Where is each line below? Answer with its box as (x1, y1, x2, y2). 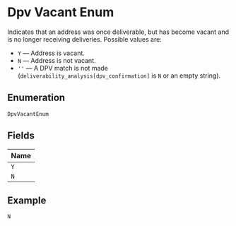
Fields (7, 130, 35, 142)
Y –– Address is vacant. (17, 49, 85, 57)
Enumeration (7, 92, 66, 104)
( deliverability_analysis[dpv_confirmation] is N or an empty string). (17, 71, 221, 80)
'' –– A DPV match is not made (17, 64, 108, 72)
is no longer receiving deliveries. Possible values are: (7, 35, 163, 43)
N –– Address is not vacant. (17, 56, 97, 64)
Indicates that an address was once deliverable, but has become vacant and (7, 28, 230, 36)
